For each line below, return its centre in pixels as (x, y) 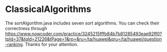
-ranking (14, 44)
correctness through (26, 28)
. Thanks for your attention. (50, 44)
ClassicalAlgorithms (48, 9)
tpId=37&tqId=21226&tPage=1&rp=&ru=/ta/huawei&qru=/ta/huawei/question (83, 39)
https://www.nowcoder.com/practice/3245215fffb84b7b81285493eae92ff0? (83, 33)
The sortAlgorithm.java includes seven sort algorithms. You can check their (82, 23)
